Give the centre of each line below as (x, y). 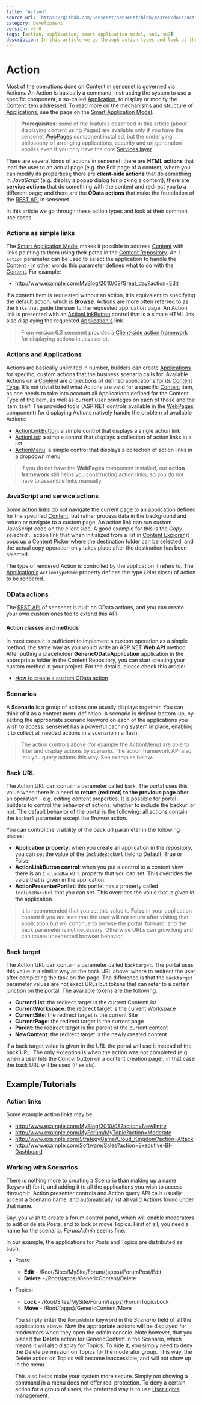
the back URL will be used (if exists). (51, 1065)
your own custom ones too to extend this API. (63, 614)
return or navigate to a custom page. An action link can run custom (89, 522)
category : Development (35, 23)
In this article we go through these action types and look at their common (97, 211)
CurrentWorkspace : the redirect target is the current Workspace (95, 1009)
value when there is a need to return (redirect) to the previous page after (97, 792)
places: (15, 836)
